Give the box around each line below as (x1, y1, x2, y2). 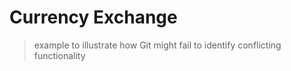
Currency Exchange (9, 6, 178, 29)
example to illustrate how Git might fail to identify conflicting (33, 39, 282, 51)
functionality (33, 49, 86, 61)
